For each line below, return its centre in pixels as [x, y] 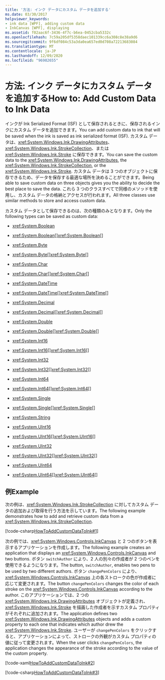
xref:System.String [31, 418]
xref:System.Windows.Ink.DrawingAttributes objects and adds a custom [78, 619]
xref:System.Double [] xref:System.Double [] [56, 331]
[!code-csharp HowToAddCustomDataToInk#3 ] [52, 672]
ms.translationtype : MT [30, 46]
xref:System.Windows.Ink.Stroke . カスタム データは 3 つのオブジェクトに [79, 171]
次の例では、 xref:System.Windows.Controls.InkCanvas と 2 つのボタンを [79, 541]
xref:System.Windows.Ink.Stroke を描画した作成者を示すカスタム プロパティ [82, 607]
